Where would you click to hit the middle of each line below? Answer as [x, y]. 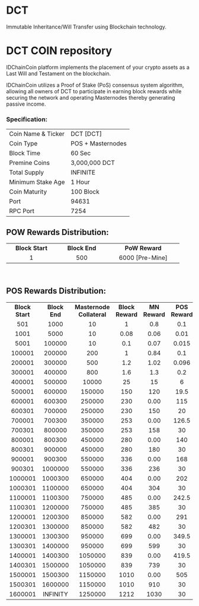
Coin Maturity [28, 192]
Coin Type [23, 144]
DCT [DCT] [86, 134]
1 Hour [80, 182]
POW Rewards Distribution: [58, 232]
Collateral [92, 314]
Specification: [27, 119]
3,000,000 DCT [93, 163]
